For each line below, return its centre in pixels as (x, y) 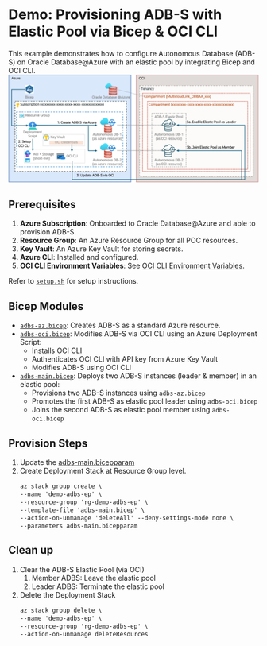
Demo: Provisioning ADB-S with (115, 15)
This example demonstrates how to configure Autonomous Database (121, 53)
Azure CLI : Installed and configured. (79, 257)
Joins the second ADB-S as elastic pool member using (121, 410)
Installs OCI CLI (57, 350)
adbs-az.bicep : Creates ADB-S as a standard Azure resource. (120, 325)
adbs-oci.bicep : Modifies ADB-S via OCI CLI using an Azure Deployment (139, 334)
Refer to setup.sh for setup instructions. (74, 281)
